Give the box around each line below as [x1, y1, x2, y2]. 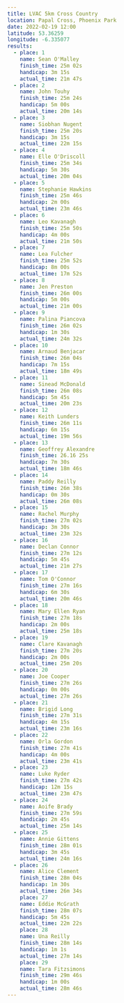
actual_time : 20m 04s [20, 173, 82, 180]
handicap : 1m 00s [20, 979, 70, 986]
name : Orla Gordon [20, 738, 73, 745]
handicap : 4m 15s [20, 719, 70, 726]
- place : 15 [13, 504, 49, 511]
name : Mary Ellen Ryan [20, 608, 86, 615]
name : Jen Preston [20, 283, 73, 290]
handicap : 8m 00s [20, 264, 70, 270]
